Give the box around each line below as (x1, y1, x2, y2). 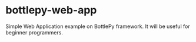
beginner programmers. (5, 29, 63, 36)
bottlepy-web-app (5, 3, 97, 17)
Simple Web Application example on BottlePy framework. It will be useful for (5, 23, 190, 30)
